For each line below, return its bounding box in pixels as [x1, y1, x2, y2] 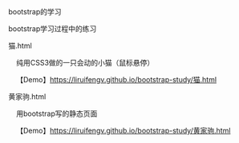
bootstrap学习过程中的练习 [8, 24, 97, 34]
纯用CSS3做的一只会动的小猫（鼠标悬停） [15, 58, 155, 67]
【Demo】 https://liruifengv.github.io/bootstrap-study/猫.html [15, 75, 217, 84]
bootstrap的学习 [8, 7, 62, 16]
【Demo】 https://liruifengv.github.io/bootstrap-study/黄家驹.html [15, 126, 231, 135]
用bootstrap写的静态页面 [15, 109, 98, 118]
